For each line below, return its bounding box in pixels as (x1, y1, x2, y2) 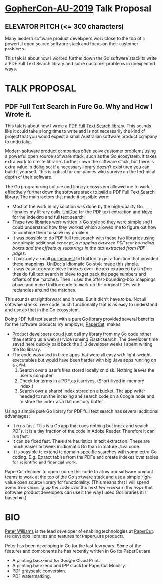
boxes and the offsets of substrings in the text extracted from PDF (12, 245, 145, 251)
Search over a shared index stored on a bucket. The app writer (19, 388, 145, 394)
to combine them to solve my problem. (12, 230, 90, 235)
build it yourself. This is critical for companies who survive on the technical (5, 169, 156, 174)
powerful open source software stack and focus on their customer (5, 41, 138, 47)
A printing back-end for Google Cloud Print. (12, 557, 100, 563)
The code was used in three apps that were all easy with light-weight (12, 352, 151, 358)
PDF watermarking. (12, 573, 51, 579)
